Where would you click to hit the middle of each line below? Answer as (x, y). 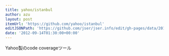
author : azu (18, 14)
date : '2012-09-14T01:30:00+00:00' (43, 33)
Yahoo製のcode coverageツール (38, 48)
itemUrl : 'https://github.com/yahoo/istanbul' (55, 24)
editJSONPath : (20, 28)
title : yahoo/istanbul (29, 10)
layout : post (19, 19)
